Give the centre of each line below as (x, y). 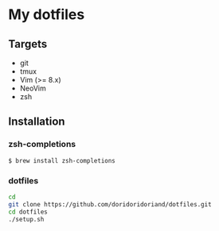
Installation (37, 122)
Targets (28, 44)
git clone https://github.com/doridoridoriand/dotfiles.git (110, 204)
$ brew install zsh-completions (62, 160)
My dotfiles (47, 15)
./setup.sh (26, 219)
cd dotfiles (28, 212)
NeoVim (33, 88)
